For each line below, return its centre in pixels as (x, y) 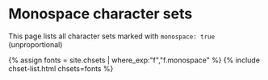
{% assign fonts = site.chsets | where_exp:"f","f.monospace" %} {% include (134, 60)
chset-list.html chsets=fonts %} (61, 68)
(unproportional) (36, 44)
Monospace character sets (100, 14)
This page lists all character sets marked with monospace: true (112, 36)
